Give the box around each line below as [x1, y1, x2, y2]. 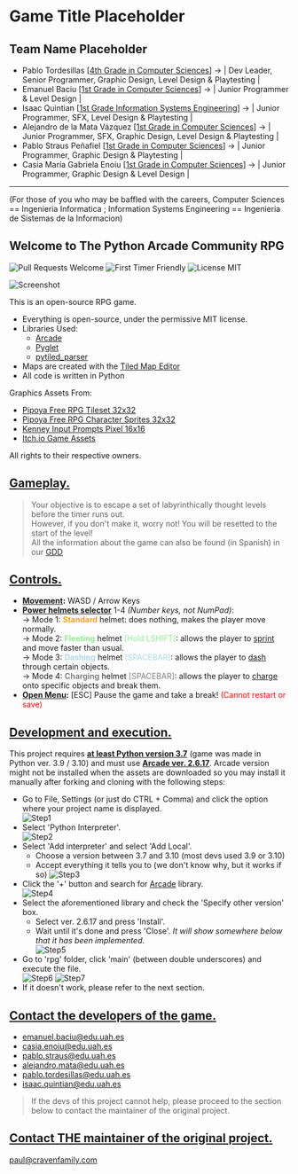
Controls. [9, 572, 62, 587]
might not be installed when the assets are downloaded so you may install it [9, 767, 286, 778]
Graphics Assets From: [9, 387, 93, 398]
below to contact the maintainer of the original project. [30, 1106, 231, 1116]
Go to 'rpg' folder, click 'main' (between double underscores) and [21, 954, 262, 965]
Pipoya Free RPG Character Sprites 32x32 [21, 414, 176, 425]
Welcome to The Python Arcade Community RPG [9, 239, 285, 254]
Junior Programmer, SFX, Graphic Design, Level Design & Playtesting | [21, 131, 279, 141]
